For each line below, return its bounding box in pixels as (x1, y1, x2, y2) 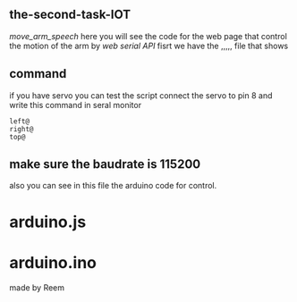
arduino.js (9, 212, 87, 231)
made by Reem (9, 281, 65, 293)
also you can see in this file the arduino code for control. (9, 180, 217, 191)
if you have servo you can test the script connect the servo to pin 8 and (9, 89, 273, 101)
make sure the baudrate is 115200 (9, 156, 201, 172)
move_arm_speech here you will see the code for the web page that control (9, 30, 288, 41)
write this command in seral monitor (9, 99, 141, 110)
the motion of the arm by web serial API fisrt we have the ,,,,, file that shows (9, 40, 289, 51)
